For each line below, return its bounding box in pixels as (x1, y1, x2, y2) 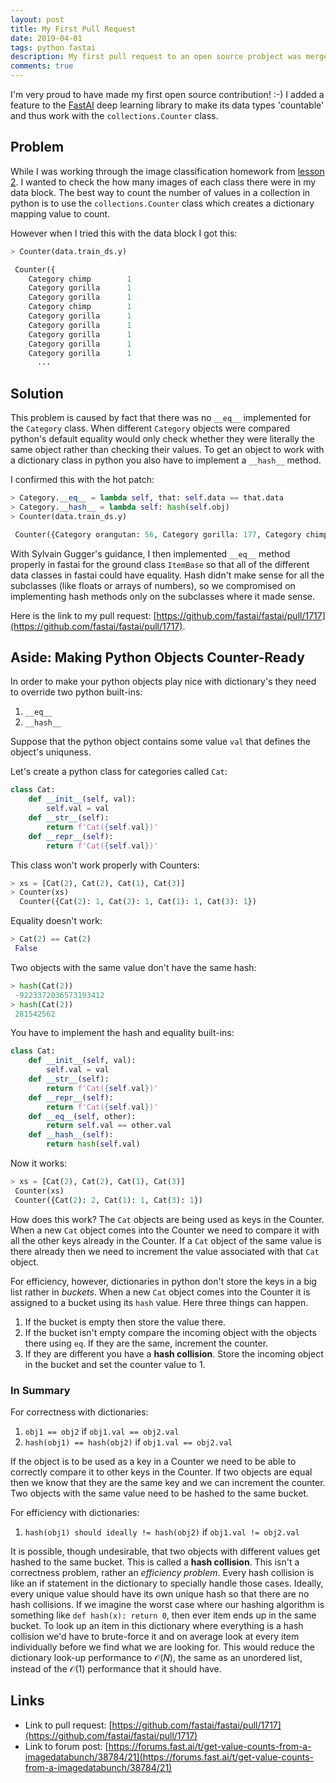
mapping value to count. (10, 207, 111, 220)
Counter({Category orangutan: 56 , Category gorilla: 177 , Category (14, 529, 302, 540)
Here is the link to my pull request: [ (10, 609, 157, 621)
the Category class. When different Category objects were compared (10, 422, 291, 435)
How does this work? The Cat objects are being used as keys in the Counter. (10, 1213, 325, 1225)
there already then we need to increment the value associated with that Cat (10, 1245, 320, 1257)
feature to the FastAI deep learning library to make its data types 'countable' (10, 99, 325, 111)
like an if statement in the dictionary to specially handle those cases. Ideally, (10, 1577, 324, 1589)
